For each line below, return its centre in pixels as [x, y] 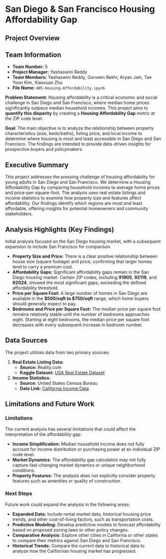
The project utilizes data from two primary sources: [57, 352]
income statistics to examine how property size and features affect [73, 198]
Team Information [33, 55]
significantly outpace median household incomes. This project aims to [77, 108]
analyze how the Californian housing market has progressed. [74, 551]
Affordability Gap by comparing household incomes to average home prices [83, 188]
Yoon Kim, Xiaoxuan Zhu [37, 82]
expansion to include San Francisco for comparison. [58, 247]
